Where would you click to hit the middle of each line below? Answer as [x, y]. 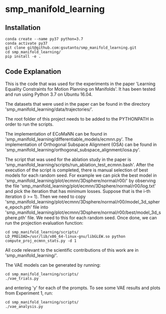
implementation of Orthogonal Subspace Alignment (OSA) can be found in [81, 144]
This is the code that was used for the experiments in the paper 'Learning [80, 84]
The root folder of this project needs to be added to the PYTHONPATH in [80, 119]
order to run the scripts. [29, 124]
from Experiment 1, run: [29, 293]
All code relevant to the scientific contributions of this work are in [72, 250]
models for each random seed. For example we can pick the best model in [81, 175]
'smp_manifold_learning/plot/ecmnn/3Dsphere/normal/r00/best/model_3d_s [83, 212]
